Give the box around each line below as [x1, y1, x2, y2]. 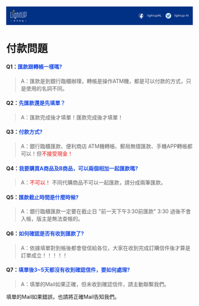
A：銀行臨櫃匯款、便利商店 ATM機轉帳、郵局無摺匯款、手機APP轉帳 [20, 143, 188, 150]
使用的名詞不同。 [25, 85, 68, 92]
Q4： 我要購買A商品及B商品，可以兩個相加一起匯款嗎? [6, 165, 138, 172]
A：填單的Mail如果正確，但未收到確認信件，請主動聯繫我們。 [20, 281, 170, 288]
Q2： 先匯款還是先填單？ [6, 99, 66, 107]
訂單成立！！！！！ [20, 252, 68, 259]
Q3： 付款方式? [6, 128, 43, 136]
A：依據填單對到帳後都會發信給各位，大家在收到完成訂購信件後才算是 [20, 244, 191, 252]
